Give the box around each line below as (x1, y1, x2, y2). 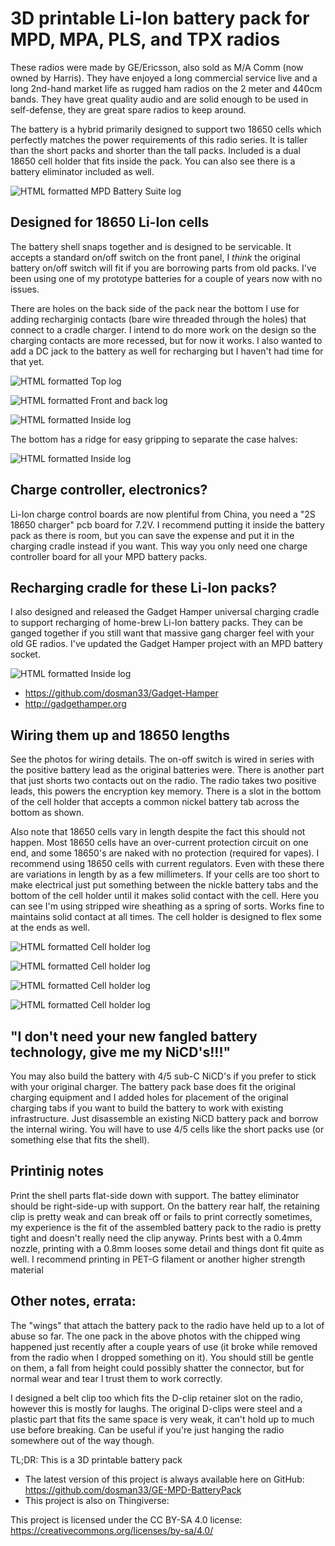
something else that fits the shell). (10, 1134, 150, 1146)
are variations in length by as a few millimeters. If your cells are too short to (10, 868, 320, 881)
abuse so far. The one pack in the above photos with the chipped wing (10, 1330, 301, 1342)
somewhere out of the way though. (10, 1434, 155, 1446)
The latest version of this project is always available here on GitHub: (24, 1473, 305, 1485)
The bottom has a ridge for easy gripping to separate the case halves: (10, 433, 298, 445)
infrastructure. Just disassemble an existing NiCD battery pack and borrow (10, 1113, 319, 1124)
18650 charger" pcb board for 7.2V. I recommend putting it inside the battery (10, 518, 325, 531)
